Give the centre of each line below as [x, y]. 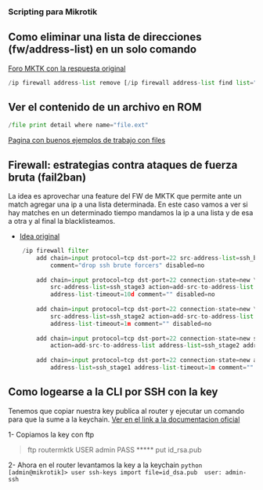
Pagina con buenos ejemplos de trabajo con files [87, 141]
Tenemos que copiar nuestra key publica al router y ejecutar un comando [126, 411]
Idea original [40, 236]
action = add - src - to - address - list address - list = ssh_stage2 [145, 346]
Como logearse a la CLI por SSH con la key [113, 392]
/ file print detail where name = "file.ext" [78, 125]
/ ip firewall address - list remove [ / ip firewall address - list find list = [131, 82]
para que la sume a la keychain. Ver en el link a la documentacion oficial [124, 419]
